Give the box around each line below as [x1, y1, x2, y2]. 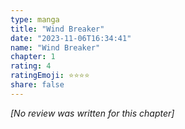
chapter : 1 [10, 52, 56, 62]
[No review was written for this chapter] [10, 107, 175, 119]
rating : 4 [10, 61, 52, 71]
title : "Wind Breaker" [10, 24, 105, 34]
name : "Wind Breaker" [10, 42, 101, 53]
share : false [10, 80, 65, 90]
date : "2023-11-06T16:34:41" [10, 33, 132, 43]
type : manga [10, 14, 60, 25]
